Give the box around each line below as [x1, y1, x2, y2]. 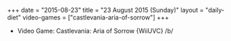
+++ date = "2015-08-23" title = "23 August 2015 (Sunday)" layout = [7, 6, 204, 14]
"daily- [205, 6, 225, 14]
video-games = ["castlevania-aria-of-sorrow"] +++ [22, 13, 169, 22]
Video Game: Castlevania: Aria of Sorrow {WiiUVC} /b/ [17, 27, 174, 35]
